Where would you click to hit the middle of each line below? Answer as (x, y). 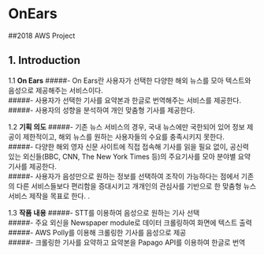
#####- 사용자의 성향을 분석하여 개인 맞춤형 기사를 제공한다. (102, 110)
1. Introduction (44, 60)
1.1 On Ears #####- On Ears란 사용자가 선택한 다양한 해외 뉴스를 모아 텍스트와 (130, 81)
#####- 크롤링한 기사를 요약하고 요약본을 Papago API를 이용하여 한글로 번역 (127, 242)
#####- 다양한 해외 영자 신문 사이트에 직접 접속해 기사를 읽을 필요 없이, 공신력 (129, 146)
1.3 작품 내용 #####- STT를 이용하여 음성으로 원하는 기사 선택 (104, 212)
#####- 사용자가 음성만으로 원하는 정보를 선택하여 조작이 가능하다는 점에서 (124, 176)
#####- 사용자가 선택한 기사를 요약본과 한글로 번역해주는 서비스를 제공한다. (125, 100)
